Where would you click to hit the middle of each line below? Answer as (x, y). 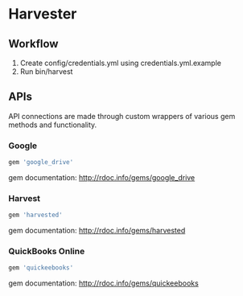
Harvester (43, 14)
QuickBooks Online (47, 252)
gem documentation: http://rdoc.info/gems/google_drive (102, 177)
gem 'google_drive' (41, 162)
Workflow (33, 44)
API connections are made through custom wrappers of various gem (122, 116)
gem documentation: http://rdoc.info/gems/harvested (97, 231)
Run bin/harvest (46, 72)
